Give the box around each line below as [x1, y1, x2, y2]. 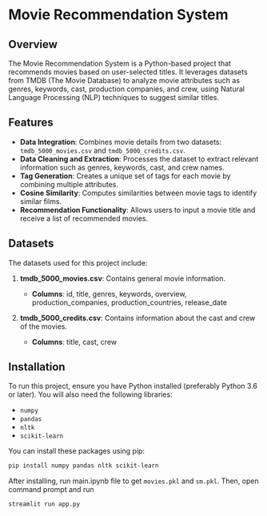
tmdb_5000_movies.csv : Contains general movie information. [19, 274, 226, 283]
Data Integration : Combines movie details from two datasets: [19, 137, 222, 146]
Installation [8, 360, 66, 374]
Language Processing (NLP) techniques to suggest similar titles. [8, 93, 220, 102]
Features [8, 116, 54, 130]
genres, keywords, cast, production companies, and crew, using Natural [8, 84, 245, 94]
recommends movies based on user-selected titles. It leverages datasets [8, 67, 248, 77]
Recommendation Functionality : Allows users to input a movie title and [19, 205, 256, 214]
